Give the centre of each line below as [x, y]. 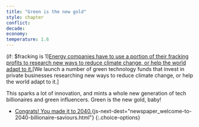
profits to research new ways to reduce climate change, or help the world [96, 63]
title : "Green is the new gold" [46, 12]
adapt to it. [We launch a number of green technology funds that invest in [95, 69]
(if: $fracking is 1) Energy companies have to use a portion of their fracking [97, 56]
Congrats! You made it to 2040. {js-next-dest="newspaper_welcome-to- [103, 111]
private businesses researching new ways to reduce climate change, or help [100, 75]
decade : [16, 28]
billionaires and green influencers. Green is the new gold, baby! [84, 100]
